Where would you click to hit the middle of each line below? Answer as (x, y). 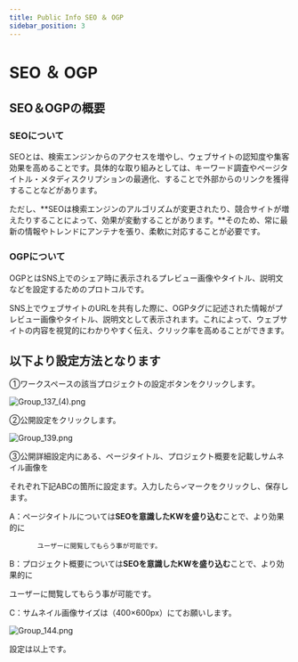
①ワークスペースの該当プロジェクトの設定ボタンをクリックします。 (134, 384)
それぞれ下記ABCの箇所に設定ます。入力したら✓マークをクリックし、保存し (149, 486)
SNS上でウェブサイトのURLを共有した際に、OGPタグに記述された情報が (142, 307)
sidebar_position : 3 (48, 26)
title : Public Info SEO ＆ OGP (67, 17)
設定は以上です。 (40, 649)
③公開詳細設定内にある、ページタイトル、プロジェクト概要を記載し (135, 456)
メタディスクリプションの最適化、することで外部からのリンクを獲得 (164, 179)
